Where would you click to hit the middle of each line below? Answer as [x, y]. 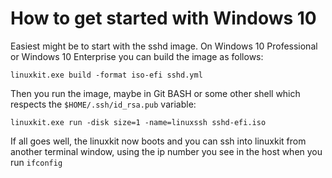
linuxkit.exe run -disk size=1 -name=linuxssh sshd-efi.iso [138, 122]
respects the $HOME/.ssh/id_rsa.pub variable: [103, 104]
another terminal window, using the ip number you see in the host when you [166, 151]
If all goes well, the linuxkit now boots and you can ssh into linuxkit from [158, 141]
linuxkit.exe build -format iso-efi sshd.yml [106, 75]
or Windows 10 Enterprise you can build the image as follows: [137, 56]
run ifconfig [36, 162]
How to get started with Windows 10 [163, 18]
